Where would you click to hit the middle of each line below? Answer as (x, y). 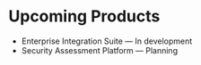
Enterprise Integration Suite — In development (107, 41)
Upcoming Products (84, 16)
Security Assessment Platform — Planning (100, 50)
